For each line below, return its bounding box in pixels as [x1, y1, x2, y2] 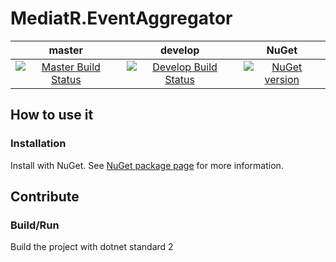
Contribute [10, 188, 80, 206]
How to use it [10, 107, 94, 124]
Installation [10, 137, 67, 151]
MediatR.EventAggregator [10, 7, 233, 30]
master [48, 43, 84, 57]
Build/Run [10, 218, 60, 232]
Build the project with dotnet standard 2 [10, 241, 174, 253]
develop [159, 43, 200, 57]
